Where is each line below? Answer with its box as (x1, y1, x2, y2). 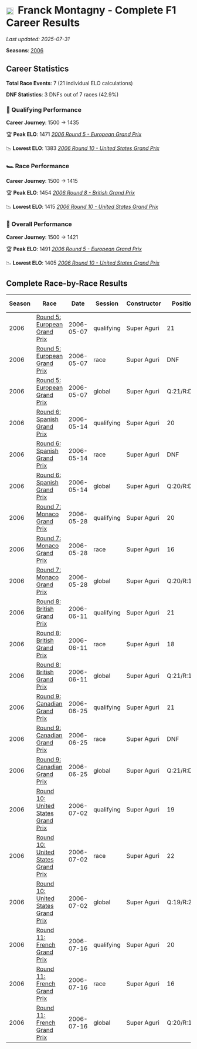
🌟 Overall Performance (6, 220, 72, 228)
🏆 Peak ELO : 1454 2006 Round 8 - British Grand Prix (6, 189, 135, 196)
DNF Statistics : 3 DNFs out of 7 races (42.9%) (6, 91, 119, 98)
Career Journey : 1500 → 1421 (6, 233, 78, 240)
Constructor (126, 299, 161, 308)
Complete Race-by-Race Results (6, 279, 128, 289)
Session (96, 299, 119, 308)
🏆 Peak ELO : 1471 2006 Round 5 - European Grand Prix (6, 131, 142, 138)
